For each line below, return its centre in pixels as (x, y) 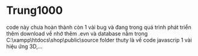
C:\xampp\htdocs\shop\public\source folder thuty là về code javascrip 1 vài (99, 40)
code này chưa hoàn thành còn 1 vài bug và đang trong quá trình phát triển (99, 27)
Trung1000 (35, 11)
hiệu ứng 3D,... (24, 46)
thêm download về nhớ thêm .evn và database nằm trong (77, 33)
